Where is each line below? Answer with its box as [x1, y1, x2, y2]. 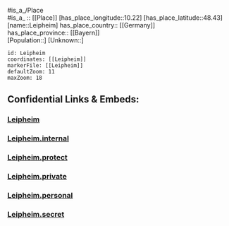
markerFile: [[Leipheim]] [7, 62, 83, 69]
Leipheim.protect [7, 153, 68, 162]
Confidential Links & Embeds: [7, 93, 140, 105]
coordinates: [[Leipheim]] [7, 56, 87, 63]
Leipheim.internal [7, 133, 69, 143]
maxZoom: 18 [7, 74, 42, 81]
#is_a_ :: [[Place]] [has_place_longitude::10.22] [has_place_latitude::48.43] [7, 13, 223, 22]
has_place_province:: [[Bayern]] [7, 28, 100, 37]
